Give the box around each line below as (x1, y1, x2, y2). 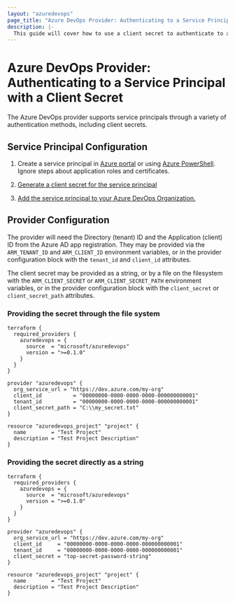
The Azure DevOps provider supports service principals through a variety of (7, 113, 227, 121)
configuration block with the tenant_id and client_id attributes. (7, 255, 192, 264)
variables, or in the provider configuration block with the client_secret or (7, 283, 219, 292)
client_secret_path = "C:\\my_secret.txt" (13, 405, 139, 412)
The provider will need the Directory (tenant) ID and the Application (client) (7, 233, 222, 241)
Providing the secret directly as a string (7, 457, 144, 467)
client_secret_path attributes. (7, 291, 95, 299)
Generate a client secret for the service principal (17, 180, 157, 189)
